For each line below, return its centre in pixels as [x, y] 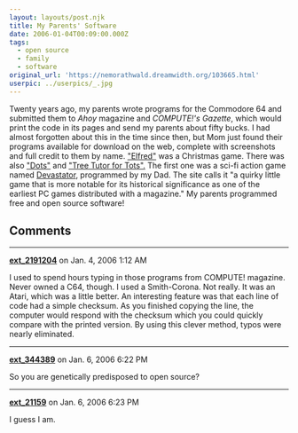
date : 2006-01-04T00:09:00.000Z [69, 34]
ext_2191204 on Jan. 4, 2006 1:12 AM [78, 260]
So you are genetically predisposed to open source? [105, 377]
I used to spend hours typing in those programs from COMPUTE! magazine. [147, 278]
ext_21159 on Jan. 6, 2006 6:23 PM [74, 402]
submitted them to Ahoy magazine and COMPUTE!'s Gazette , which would [145, 118]
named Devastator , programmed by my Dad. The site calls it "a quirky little [145, 175]
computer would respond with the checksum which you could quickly [136, 315]
